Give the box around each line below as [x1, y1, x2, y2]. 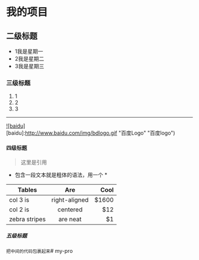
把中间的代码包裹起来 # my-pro [6, 248, 73, 255]
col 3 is [9, 195, 30, 204]
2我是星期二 [14, 55, 44, 62]
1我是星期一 [14, 48, 43, 55]
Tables [17, 185, 37, 194]
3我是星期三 [14, 63, 44, 69]
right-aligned [51, 195, 89, 204]
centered [57, 205, 83, 214]
